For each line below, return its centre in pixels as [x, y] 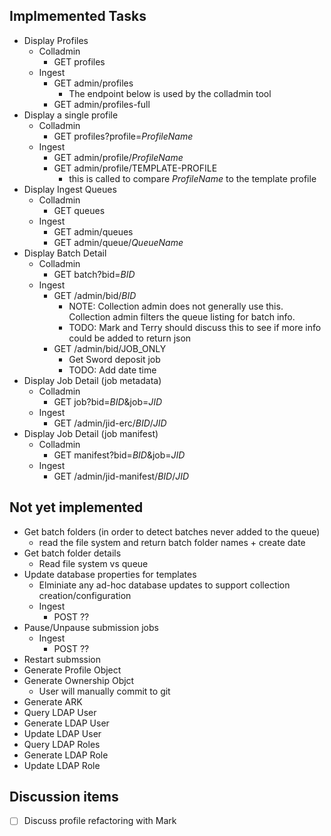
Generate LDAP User [66, 723]
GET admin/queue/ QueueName [118, 242]
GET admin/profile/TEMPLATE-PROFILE [135, 168]
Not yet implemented [76, 507]
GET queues [79, 210]
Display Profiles [56, 40]
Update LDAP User [62, 733]
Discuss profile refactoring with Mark [100, 821]
